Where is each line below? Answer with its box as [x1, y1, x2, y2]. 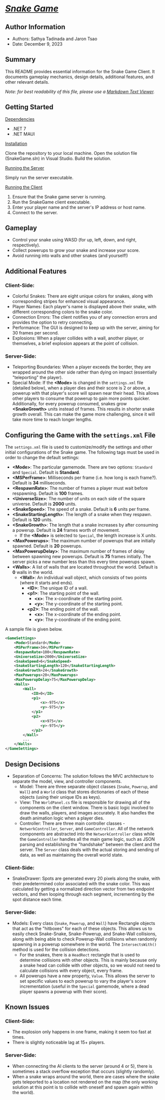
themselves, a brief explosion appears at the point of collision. [12, 340, 139, 346]
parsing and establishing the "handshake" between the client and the [19, 841, 160, 847]
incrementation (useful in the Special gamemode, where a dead [19, 983, 149, 989]
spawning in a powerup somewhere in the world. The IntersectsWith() [12, 941, 157, 947]
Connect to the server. [12, 209, 58, 215]
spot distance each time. [12, 897, 63, 903]
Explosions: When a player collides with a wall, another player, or [12, 335, 144, 341]
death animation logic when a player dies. [19, 815, 104, 821]
